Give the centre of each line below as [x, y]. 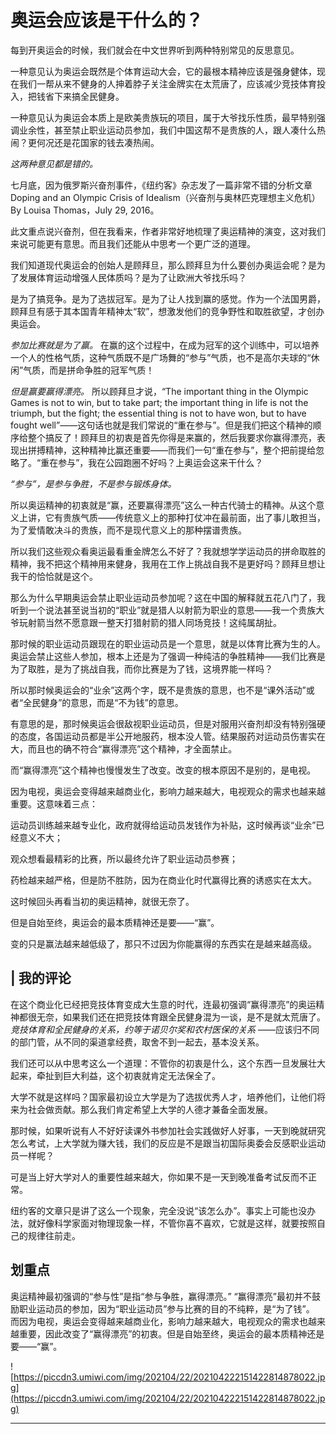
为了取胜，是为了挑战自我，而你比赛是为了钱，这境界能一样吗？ [141, 668]
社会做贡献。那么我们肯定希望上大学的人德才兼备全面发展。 [150, 1109]
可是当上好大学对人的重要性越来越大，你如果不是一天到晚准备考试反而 [155, 1177]
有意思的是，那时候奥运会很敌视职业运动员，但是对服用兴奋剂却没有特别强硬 [168, 723]
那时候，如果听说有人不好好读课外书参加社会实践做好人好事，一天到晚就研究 [168, 1130]
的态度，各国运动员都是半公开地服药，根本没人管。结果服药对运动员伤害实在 [168, 736]
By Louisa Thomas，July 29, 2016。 [85, 210]
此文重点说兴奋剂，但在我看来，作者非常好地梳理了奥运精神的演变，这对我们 [168, 231]
